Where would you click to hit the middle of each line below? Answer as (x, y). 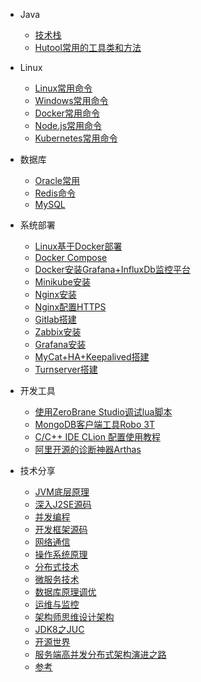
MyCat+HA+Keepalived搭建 (92, 357)
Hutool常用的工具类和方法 (88, 47)
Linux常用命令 (63, 88)
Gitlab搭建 (55, 319)
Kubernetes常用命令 (76, 138)
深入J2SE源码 (63, 504)
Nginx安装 (56, 294)
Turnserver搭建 (66, 369)
